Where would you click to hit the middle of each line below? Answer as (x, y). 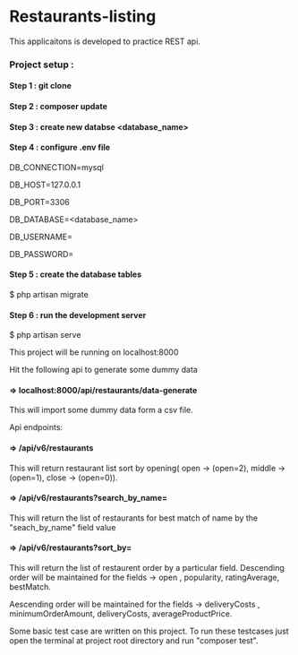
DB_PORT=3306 (39, 202)
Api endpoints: (36, 427)
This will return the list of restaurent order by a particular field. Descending (147, 568)
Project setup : (42, 65)
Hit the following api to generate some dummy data (104, 370)
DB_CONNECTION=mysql (57, 167)
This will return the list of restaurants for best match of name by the (134, 518)
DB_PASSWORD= (42, 254)
